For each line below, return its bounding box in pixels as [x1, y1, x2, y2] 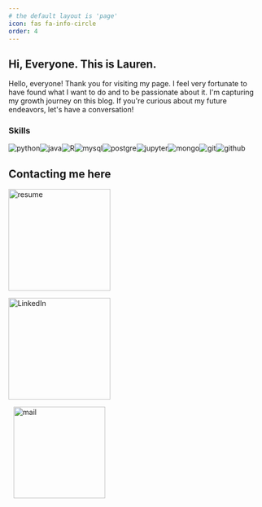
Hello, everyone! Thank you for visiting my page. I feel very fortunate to [8, 79, 248, 89]
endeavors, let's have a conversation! [8, 105, 134, 115]
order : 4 [8, 27, 38, 35]
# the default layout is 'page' [8, 11, 118, 20]
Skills [8, 125, 31, 137]
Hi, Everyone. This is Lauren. [8, 57, 157, 71]
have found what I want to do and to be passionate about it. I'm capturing [8, 87, 255, 98]
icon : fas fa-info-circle [8, 20, 96, 28]
